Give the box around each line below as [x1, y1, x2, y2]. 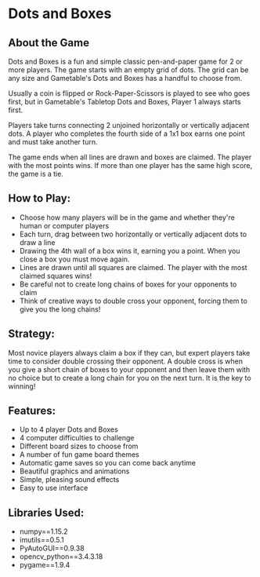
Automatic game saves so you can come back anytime [19, 458, 197, 468]
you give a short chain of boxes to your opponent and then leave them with [8, 364, 251, 374]
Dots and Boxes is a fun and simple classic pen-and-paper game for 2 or [8, 57, 243, 66]
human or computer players [19, 221, 110, 230]
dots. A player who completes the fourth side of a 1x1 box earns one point [8, 129, 245, 138]
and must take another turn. [8, 137, 98, 146]
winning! [8, 382, 36, 391]
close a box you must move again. [19, 254, 130, 264]
